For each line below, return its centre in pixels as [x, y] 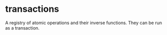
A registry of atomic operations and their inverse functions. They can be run [83, 23]
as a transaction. [22, 28]
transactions [32, 9]
